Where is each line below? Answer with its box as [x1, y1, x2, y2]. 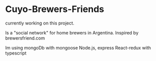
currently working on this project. [5, 20, 75, 26]
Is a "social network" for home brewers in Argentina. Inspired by [5, 29, 139, 35]
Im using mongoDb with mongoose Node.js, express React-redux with [5, 44, 151, 50]
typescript [5, 50, 27, 56]
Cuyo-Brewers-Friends [5, 3, 105, 15]
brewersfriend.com [5, 35, 45, 41]
